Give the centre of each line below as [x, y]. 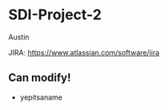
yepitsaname [41, 97]
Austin [19, 37]
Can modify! [40, 78]
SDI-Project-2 [55, 15]
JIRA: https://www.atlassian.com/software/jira [84, 52]
